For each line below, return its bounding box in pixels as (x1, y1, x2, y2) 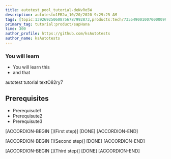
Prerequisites (5, 94, 49, 103)
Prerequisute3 (12, 118, 43, 124)
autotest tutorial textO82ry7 (5, 79, 64, 85)
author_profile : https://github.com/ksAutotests (5, 31, 110, 36)
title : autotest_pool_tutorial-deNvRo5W (5, 7, 93, 13)
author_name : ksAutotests (5, 36, 60, 41)
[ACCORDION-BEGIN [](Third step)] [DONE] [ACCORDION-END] (5, 148, 140, 154)
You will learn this (12, 64, 50, 70)
